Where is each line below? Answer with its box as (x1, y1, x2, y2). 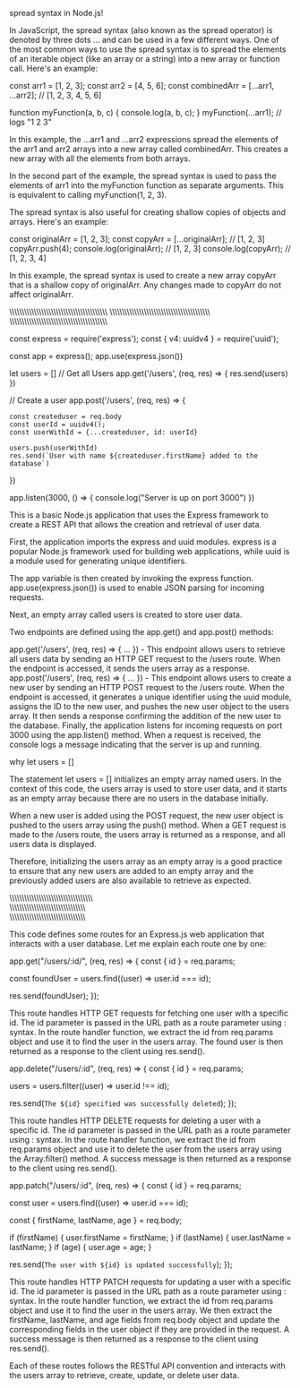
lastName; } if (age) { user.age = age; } (9, 1242, 152, 1252)
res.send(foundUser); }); (9, 990, 100, 1001)
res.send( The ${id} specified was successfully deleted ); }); (9, 1098, 237, 1109)
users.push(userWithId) (9, 443, 99, 452)
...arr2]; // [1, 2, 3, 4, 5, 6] (9, 90, 102, 100)
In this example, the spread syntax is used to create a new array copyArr (9, 270, 277, 280)
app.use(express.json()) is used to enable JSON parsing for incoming (9, 582, 265, 593)
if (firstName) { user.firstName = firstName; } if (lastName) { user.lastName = (9, 1232, 292, 1243)
